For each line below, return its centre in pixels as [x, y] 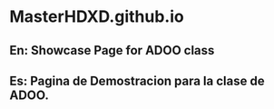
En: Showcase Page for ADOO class [112, 50]
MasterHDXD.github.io [97, 17]
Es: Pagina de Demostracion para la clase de [137, 80]
